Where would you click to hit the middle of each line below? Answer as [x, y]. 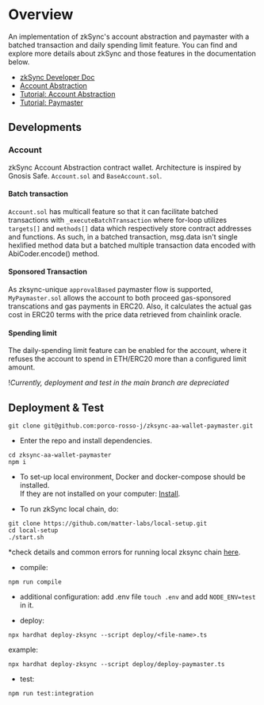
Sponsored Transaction [48, 272]
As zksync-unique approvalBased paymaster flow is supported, [111, 289]
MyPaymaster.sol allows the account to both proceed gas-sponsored [120, 298]
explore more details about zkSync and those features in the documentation [132, 53]
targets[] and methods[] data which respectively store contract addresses [130, 228]
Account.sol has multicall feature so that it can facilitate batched [113, 211]
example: [23, 650]
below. [19, 62]
